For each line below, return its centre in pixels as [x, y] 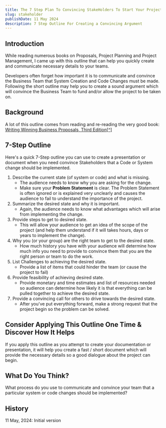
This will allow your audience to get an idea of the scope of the [84, 225]
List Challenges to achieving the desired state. [59, 261]
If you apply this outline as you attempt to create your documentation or [78, 344]
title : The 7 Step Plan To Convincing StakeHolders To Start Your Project [84, 10]
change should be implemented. [38, 168]
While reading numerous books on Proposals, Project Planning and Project [81, 56]
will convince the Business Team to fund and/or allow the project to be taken [83, 92]
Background [24, 112]
